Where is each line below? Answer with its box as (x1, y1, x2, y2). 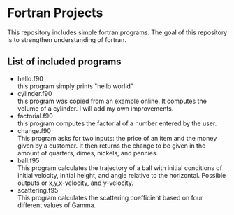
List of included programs (7, 56, 122, 68)
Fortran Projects (7, 5, 103, 21)
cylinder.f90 (17, 89, 52, 97)
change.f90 (17, 126, 51, 134)
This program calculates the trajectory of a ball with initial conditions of (17, 163, 222, 172)
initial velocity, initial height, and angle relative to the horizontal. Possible (17, 171, 226, 179)
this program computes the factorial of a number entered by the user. (17, 119, 217, 127)
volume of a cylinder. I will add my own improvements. (17, 104, 174, 113)
